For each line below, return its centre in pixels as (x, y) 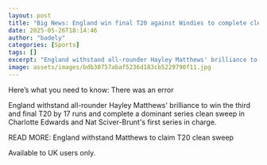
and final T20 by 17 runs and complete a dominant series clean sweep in (126, 113)
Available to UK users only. (52, 152)
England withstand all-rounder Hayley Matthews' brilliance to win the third (130, 105)
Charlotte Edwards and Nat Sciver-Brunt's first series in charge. (112, 122)
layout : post (30, 15)
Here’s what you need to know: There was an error (91, 90)
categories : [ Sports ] (44, 45)
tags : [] (23, 52)
